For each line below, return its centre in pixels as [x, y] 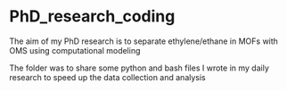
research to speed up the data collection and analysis [108, 77]
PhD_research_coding [92, 17]
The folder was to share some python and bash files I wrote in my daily [139, 68]
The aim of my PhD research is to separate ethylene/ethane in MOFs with [144, 41]
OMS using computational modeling [75, 50]
